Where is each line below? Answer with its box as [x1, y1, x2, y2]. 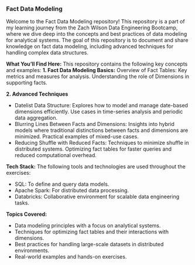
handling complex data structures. [6, 49, 89, 56]
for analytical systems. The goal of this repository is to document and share [6, 37, 189, 44]
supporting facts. [6, 79, 48, 86]
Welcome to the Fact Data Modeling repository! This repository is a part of [6, 18, 186, 25]
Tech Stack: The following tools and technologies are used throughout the [6, 163, 186, 170]
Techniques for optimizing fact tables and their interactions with [14, 228, 169, 236]
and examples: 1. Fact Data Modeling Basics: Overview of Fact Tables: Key [6, 67, 187, 74]
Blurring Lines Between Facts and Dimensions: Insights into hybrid [14, 121, 175, 128]
